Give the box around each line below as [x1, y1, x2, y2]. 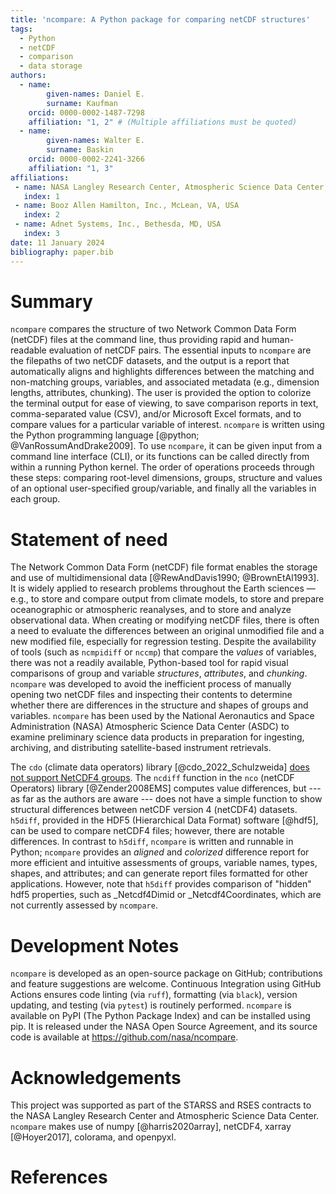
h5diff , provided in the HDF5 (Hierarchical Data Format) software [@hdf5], [10, 814, 319, 826]
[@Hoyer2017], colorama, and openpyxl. [10, 1131, 177, 1143]
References [10, 1166, 108, 1189]
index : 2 [23, 210, 60, 220]
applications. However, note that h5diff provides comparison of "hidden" [10, 878, 312, 890]
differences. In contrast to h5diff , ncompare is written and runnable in [10, 836, 294, 848]
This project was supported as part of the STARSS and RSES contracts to [10, 1099, 312, 1111]
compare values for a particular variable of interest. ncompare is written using [10, 419, 325, 431]
